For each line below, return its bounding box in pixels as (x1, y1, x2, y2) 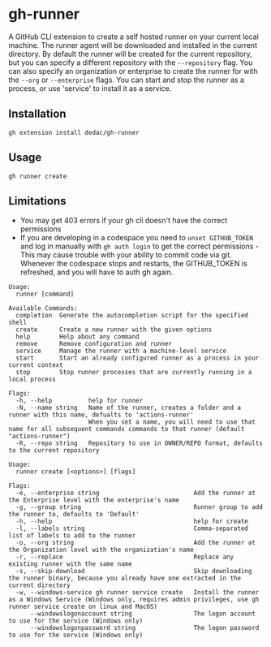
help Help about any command (15, 333, 140, 341)
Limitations (8, 194, 67, 208)
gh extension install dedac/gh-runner (8, 128, 140, 136)
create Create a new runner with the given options (15, 326, 213, 334)
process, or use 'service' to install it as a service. (8, 83, 172, 93)
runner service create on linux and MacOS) (8, 602, 158, 611)
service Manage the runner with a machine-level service (15, 347, 227, 356)
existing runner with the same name (8, 560, 132, 568)
